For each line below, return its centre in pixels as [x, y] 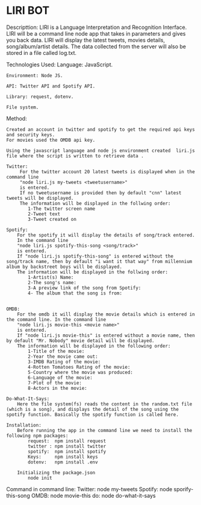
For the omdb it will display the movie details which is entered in [106, 314]
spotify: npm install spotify [67, 451]
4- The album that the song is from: [75, 293]
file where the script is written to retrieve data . [75, 156]
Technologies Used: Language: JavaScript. [60, 65]
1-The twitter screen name [62, 209]
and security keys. [31, 135]
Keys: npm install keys [63, 457]
